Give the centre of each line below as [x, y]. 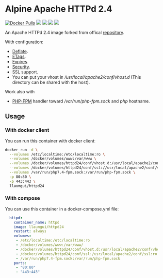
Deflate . [20, 51]
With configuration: [24, 42]
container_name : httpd [37, 222]
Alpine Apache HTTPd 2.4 [59, 9]
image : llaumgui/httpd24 [39, 227]
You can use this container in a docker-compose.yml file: [62, 209]
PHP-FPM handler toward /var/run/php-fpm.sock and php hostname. [81, 101]
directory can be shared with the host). [51, 82]
